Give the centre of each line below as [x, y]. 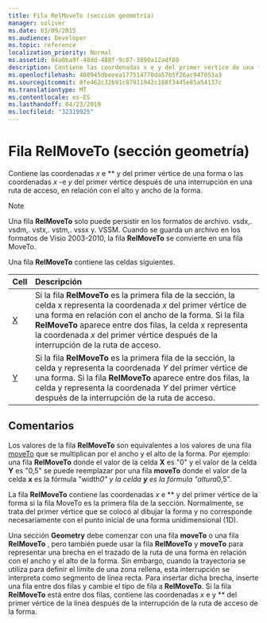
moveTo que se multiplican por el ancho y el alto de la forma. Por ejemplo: [129, 453]
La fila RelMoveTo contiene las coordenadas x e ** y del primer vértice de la [133, 494]
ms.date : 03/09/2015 [43, 30]
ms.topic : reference [43, 45]
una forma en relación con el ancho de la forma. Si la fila [140, 315]
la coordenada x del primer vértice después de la [127, 335]
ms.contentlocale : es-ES [49, 97]
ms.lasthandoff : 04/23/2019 [55, 104]
